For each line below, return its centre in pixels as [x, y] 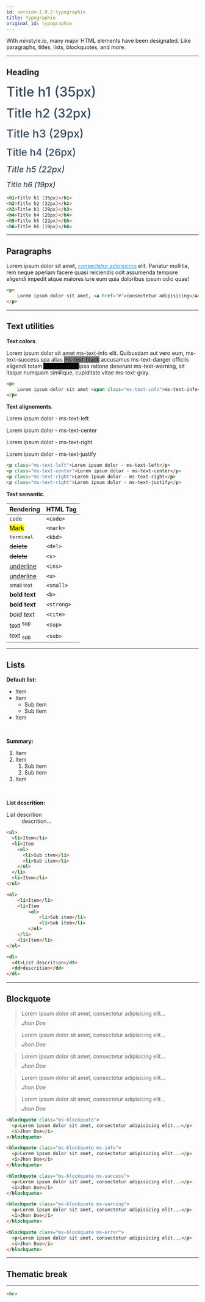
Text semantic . [26, 494]
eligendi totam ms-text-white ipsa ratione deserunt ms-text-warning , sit [95, 366]
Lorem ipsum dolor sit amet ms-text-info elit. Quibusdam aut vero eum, [95, 353]
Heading [23, 72]
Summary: [20, 742]
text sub [20, 636]
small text [21, 585]
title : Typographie [31, 18]
